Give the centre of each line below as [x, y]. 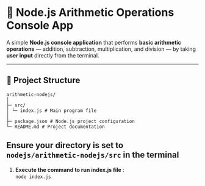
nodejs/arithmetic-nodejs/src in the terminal [93, 155]
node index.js [33, 177]
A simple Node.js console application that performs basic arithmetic [94, 42]
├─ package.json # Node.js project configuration [71, 121]
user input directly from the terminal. [53, 55]
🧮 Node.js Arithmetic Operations [90, 13]
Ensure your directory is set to [65, 145]
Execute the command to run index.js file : [70, 169]
